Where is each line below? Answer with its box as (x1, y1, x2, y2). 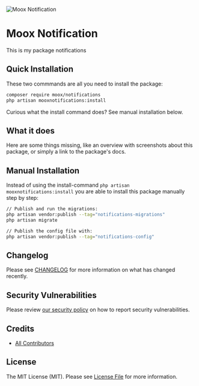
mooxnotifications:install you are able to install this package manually (6, 188, 185, 195)
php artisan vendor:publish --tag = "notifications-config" (6, 234, 155, 240)
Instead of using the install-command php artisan (6, 181, 130, 189)
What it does (6, 125, 55, 135)
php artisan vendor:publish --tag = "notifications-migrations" (6, 211, 165, 217)
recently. (6, 273, 28, 280)
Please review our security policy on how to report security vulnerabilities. (6, 306, 190, 313)
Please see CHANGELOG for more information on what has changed (6, 266, 176, 273)
